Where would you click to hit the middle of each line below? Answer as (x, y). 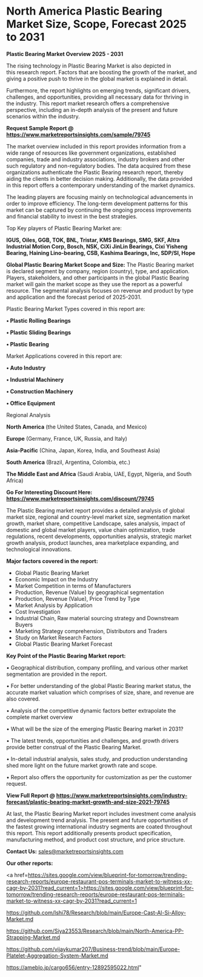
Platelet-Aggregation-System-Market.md (57, 955)
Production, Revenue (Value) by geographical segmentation (90, 592)
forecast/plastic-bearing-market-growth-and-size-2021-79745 (88, 802)
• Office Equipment (31, 403)
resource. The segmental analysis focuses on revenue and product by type (100, 290)
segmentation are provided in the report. (57, 674)
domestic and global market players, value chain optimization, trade (91, 530)
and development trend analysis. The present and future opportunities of (97, 820)
